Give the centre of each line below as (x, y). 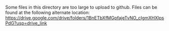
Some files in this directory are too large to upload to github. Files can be (81, 7)
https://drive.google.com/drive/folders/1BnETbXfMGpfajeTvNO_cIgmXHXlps (85, 18)
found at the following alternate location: (47, 12)
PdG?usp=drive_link (26, 23)
